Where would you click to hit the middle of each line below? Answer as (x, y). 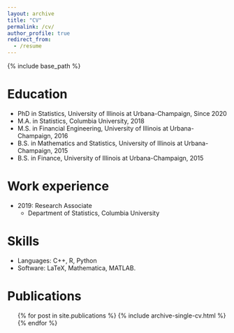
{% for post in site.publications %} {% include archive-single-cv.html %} (122, 316)
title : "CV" (24, 20)
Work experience (58, 186)
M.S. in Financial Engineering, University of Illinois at (93, 128)
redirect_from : (29, 40)
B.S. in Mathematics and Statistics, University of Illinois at (100, 143)
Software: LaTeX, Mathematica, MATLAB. (76, 268)
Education (37, 94)
